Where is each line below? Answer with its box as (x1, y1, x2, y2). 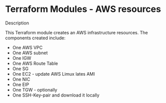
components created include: (5, 35, 66, 41)
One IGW (12, 55, 31, 61)
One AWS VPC (12, 44, 43, 50)
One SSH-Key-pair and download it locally (12, 92, 100, 98)
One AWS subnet (12, 50, 48, 56)
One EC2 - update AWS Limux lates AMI (12, 71, 95, 77)
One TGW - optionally (12, 87, 57, 93)
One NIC (12, 76, 30, 82)
